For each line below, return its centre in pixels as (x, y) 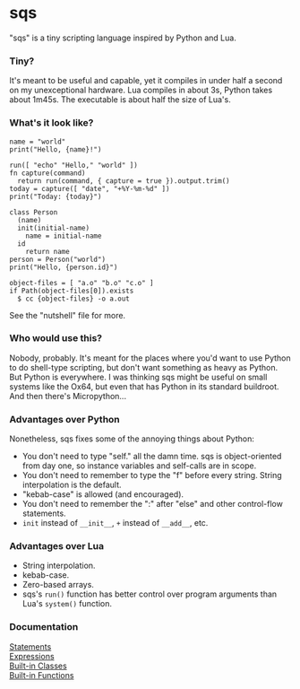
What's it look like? (51, 123)
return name (47, 251)
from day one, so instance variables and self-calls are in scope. (139, 466)
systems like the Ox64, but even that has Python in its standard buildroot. (144, 386)
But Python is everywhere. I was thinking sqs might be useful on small (138, 377)
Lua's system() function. (67, 604)
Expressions (32, 656)
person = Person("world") (57, 259)
